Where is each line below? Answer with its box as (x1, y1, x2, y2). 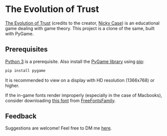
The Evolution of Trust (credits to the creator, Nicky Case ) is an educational (5, 20, 160, 26)
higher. (5, 82, 20, 88)
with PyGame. (5, 30, 34, 36)
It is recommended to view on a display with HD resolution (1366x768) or (5, 77, 155, 83)
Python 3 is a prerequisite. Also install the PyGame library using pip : (5, 58, 145, 64)
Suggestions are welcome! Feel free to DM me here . (5, 125, 112, 131)
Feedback (5, 112, 37, 120)
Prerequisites (5, 45, 48, 53)
